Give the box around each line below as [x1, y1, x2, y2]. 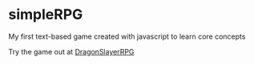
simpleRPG [8, 6, 83, 24]
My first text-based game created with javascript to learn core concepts [8, 32, 246, 41]
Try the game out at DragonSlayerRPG [8, 47, 135, 56]
